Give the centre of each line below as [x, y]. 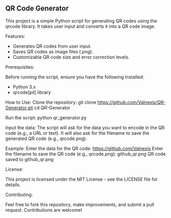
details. [13, 185]
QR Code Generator [37, 8]
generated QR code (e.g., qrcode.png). [46, 138]
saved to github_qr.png [29, 159]
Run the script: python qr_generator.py [46, 117]
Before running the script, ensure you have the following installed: [75, 77]
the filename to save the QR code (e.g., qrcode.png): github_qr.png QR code [85, 154]
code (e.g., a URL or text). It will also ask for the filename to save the [77, 133]
